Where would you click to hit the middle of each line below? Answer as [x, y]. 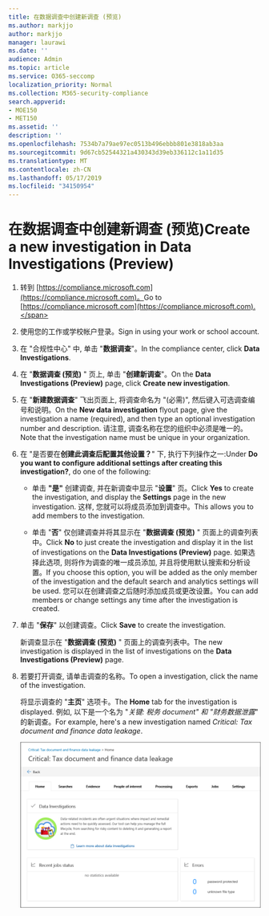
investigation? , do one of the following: [85, 472]
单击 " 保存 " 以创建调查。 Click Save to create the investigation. [123, 625]
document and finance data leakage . [81, 731]
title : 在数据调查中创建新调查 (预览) [65, 17]
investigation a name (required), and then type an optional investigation [137, 419]
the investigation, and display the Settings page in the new [129, 497]
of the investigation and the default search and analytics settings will [145, 581]
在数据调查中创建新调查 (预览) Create [129, 230]
